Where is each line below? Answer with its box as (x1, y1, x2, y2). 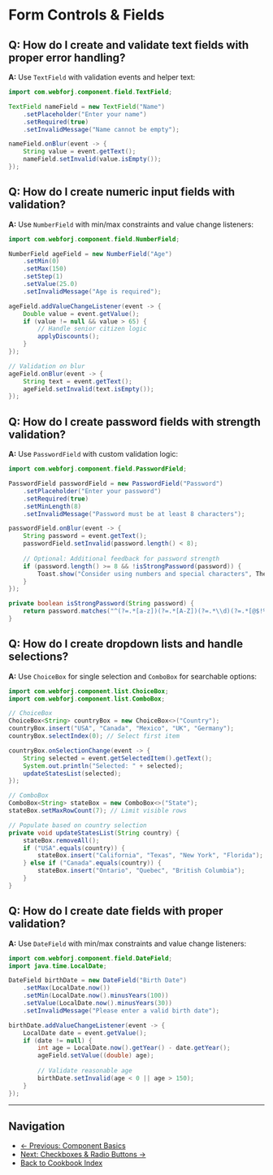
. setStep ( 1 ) (23, 272, 63, 281)
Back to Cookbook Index (19, 1158, 103, 1168)
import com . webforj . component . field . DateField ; (8, 954, 173, 962)
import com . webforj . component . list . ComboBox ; (8, 695, 165, 703)
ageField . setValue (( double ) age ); (37, 1051, 154, 1060)
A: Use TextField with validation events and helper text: (8, 72, 196, 82)
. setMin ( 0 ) (23, 258, 60, 266)
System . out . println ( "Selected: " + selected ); (23, 761, 184, 770)
